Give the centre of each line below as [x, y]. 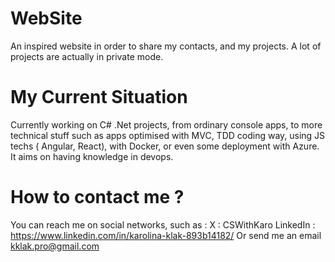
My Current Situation [99, 97]
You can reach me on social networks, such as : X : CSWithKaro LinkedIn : [163, 224]
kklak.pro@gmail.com [55, 246]
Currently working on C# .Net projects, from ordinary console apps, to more [166, 124]
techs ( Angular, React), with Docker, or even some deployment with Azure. [165, 146]
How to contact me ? [97, 197]
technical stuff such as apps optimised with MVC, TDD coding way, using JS [168, 135]
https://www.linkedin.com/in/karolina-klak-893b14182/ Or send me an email [166, 235]
